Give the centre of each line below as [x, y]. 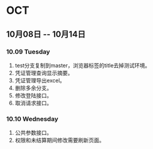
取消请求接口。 [33, 103]
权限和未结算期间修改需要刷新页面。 [60, 140]
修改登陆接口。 [33, 95]
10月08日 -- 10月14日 [46, 34]
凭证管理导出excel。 [40, 80]
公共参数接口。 [33, 133]
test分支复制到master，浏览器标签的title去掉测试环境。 [82, 65]
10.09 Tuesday [28, 52]
